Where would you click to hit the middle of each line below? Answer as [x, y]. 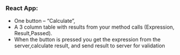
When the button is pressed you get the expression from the [87, 40]
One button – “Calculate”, [45, 21]
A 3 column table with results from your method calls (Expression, [94, 27]
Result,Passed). [33, 33]
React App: [22, 8]
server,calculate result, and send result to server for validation [90, 46]
